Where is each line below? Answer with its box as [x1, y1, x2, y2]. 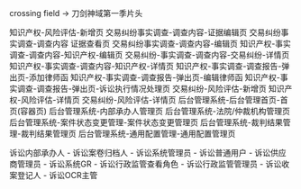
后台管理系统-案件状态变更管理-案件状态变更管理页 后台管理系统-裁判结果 [9, 117, 284, 128]
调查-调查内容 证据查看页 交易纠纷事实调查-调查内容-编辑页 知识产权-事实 [16, 39, 291, 49]
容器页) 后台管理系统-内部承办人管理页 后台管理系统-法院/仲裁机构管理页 [20, 106, 291, 116]
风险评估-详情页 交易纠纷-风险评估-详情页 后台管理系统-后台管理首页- [21, 94, 281, 105]
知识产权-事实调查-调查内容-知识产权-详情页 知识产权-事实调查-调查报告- [9, 61, 282, 71]
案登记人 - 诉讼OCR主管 [9, 170, 98, 180]
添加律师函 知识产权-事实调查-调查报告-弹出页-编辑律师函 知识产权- [28, 72, 281, 83]
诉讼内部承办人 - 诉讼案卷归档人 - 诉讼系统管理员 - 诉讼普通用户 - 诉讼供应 [9, 148, 287, 157]
